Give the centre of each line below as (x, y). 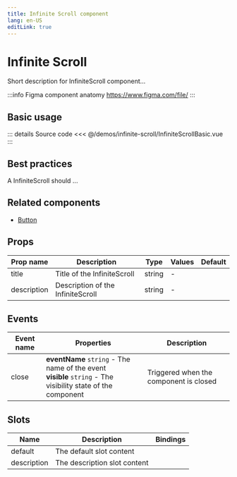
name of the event (76, 368)
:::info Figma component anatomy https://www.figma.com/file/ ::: (101, 95)
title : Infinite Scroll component (58, 14)
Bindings (170, 440)
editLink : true (30, 27)
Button (27, 220)
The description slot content (102, 463)
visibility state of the (79, 386)
